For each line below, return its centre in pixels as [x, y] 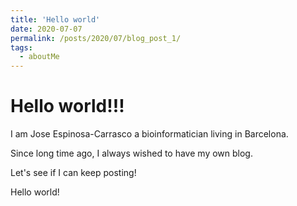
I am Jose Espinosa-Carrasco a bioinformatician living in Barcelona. [149, 134]
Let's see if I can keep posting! [73, 173]
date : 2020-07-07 [46, 29]
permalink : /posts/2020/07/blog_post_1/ [96, 38]
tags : [21, 47]
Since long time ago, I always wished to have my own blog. [131, 153]
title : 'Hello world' [55, 19]
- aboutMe [39, 57]
